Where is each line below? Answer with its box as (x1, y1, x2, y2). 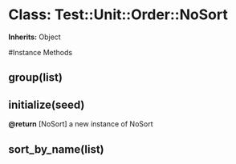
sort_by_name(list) (8, 142, 104, 156)
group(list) (8, 70, 63, 85)
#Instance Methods (8, 47, 73, 57)
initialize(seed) (8, 98, 85, 111)
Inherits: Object (8, 32, 62, 42)
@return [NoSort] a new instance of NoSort (8, 119, 153, 129)
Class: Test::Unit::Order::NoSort (8, 6, 229, 24)
